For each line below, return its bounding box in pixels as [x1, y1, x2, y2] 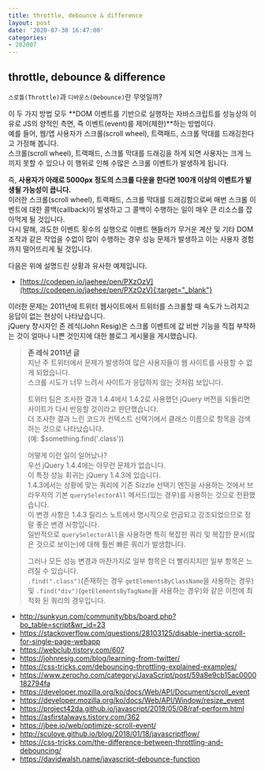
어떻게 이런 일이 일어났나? [27, 450, 108, 460]
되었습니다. [35, 367, 71, 377]
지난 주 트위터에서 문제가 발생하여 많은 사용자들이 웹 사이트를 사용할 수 [27, 357, 244, 367]
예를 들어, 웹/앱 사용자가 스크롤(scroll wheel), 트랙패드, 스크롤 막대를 [8, 128, 221, 138]
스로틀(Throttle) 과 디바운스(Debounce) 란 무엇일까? [8, 92, 163, 101]
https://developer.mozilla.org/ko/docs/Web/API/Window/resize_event [19, 695, 245, 705]
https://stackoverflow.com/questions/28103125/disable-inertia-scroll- [19, 628, 246, 637]
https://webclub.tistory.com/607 [19, 645, 125, 654]
